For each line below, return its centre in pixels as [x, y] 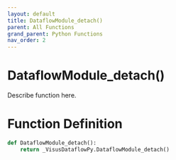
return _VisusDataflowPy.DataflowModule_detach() [95, 149]
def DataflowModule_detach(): [52, 143]
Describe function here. [42, 95]
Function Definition [65, 124]
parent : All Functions [41, 27]
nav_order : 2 [27, 41]
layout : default [31, 14]
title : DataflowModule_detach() [55, 21]
